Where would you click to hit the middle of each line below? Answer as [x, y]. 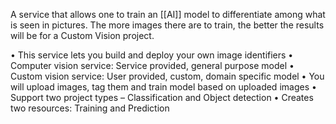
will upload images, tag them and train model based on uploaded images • [163, 87]
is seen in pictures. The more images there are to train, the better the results [167, 25]
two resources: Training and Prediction [90, 108]
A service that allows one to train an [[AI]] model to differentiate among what [168, 14]
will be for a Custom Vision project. [82, 35]
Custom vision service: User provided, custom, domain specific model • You [167, 76]
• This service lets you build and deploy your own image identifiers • [152, 55]
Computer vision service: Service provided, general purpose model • [152, 65]
